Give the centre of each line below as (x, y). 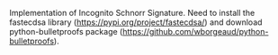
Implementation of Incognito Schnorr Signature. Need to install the (132, 13)
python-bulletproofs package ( (66, 31)
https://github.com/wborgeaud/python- (196, 31)
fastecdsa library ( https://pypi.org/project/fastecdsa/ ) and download (136, 22)
